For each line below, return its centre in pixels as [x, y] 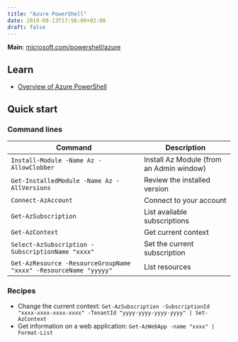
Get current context [176, 232]
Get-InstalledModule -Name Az [62, 181]
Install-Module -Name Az [53, 160]
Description [186, 148]
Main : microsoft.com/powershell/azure [64, 48]
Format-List [35, 333]
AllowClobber [33, 167]
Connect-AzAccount [42, 200]
